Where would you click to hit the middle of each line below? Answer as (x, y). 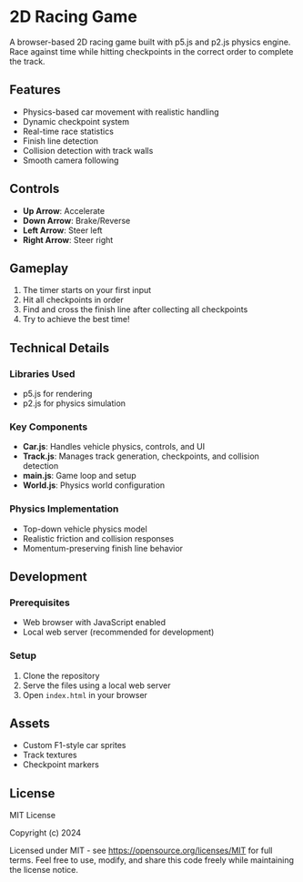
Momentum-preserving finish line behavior (103, 548)
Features (35, 90)
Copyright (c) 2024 (45, 833)
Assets (30, 724)
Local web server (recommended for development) (118, 632)
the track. (27, 61)
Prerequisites (40, 603)
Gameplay (39, 268)
